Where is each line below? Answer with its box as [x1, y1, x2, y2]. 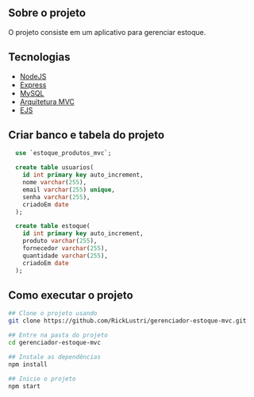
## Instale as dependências [8, 353, 102, 360]
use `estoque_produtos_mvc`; [15, 149, 112, 157]
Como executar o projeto [8, 288, 133, 302]
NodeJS [19, 71, 47, 81]
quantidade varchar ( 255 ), [22, 252, 109, 260]
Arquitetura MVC [19, 97, 75, 106]
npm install [8, 360, 48, 368]
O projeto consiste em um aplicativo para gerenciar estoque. [8, 27, 206, 37]
